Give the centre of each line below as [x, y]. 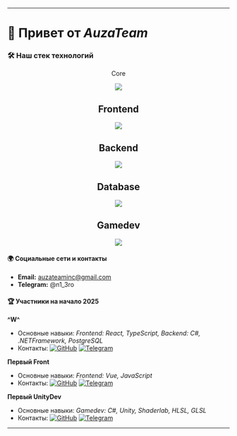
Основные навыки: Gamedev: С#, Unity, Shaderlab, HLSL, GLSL [112, 411]
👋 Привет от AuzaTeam [78, 33]
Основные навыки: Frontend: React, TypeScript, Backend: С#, [109, 334]
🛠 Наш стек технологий [50, 56]
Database [119, 187]
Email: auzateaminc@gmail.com [64, 277]
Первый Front [28, 362]
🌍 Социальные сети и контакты [57, 259]
